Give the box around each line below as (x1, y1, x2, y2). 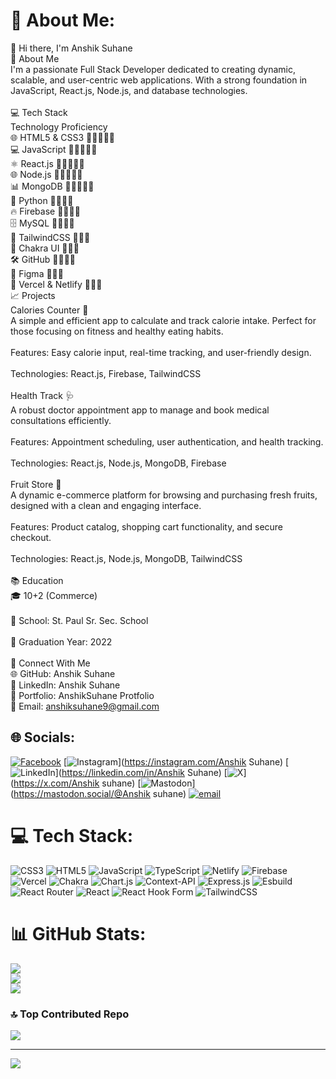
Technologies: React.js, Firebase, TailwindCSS (10, 367, 202, 379)
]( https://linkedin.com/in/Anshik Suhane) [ (54, 766, 228, 778)
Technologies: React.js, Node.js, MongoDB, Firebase (10, 457, 227, 469)
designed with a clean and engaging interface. (10, 499, 202, 511)
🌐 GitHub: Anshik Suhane (10, 667, 116, 679)
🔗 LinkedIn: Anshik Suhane (10, 679, 121, 691)
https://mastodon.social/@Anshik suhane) (13, 787, 187, 799)
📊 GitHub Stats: (10, 922, 147, 945)
